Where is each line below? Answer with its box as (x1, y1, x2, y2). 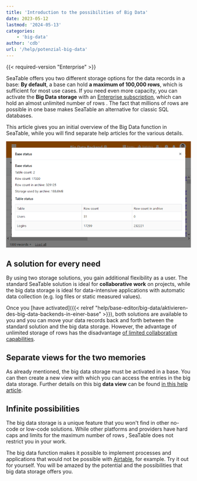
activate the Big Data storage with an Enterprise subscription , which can (6, 93, 182, 100)
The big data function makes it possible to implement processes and (6, 449, 172, 456)
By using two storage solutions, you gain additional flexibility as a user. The (6, 274, 188, 281)
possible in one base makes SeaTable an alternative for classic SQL (6, 105, 169, 112)
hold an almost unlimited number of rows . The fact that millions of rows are (6, 100, 189, 107)
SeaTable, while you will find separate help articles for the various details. (6, 129, 184, 137)
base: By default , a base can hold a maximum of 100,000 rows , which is (6, 81, 183, 88)
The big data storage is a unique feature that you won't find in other (6, 419, 169, 427)
